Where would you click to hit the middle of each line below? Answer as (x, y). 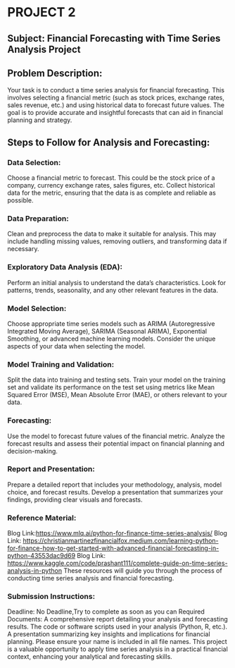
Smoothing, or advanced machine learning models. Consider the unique (112, 339)
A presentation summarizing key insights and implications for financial (109, 634)
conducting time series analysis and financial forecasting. (91, 578)
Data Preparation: (38, 218)
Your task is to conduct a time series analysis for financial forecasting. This (116, 90)
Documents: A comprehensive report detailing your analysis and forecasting (118, 619)
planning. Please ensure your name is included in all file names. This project (117, 642)
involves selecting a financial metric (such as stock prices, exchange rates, (116, 98)
